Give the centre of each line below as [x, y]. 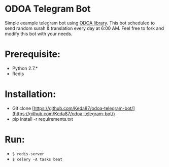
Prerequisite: [32, 54]
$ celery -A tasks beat [37, 159]
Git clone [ [23, 108]
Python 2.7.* [25, 68]
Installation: [30, 94]
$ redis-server [28, 154]
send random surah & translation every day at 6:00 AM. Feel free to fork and [84, 28]
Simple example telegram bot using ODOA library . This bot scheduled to [80, 23]
